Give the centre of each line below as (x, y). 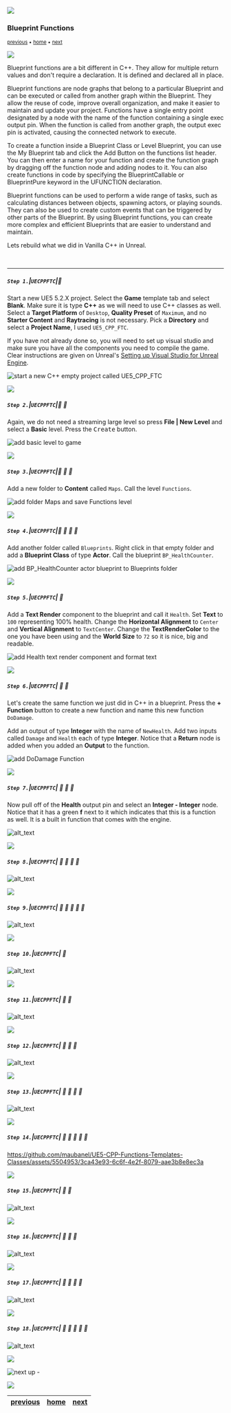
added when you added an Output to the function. (78, 745)
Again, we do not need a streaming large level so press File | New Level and (115, 422)
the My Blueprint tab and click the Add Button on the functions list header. (112, 153)
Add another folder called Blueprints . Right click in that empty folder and (111, 548)
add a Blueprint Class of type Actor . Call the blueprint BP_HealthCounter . (110, 555)
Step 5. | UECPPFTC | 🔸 (35, 597)
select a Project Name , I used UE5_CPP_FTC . (68, 327)
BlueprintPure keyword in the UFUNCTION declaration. (85, 182)
